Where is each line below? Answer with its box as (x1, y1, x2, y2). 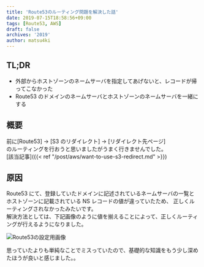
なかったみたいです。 (43, 205, 97, 212)
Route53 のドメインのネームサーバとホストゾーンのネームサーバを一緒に (15, 93, 198, 100)
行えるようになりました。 (22, 220, 87, 228)
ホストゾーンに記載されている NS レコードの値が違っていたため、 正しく (6, 198, 190, 205)
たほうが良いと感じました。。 (6, 254, 79, 261)
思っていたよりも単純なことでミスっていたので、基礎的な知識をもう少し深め (6, 247, 198, 254)
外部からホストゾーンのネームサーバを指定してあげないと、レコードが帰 (15, 77, 197, 85)
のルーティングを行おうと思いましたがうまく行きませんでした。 (6, 145, 167, 152)
